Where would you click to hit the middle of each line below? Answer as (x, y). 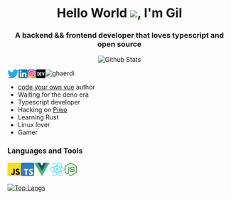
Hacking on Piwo (42, 110)
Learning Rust (38, 117)
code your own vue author (57, 87)
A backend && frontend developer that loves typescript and (119, 36)
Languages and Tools (45, 151)
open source (119, 44)
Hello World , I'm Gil (119, 13)
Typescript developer (49, 102)
